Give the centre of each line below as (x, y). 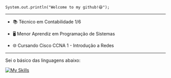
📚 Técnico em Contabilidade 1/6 (47, 22)
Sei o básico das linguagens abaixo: (43, 60)
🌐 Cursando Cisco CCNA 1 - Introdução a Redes (63, 45)
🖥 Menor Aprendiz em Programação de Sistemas (64, 34)
